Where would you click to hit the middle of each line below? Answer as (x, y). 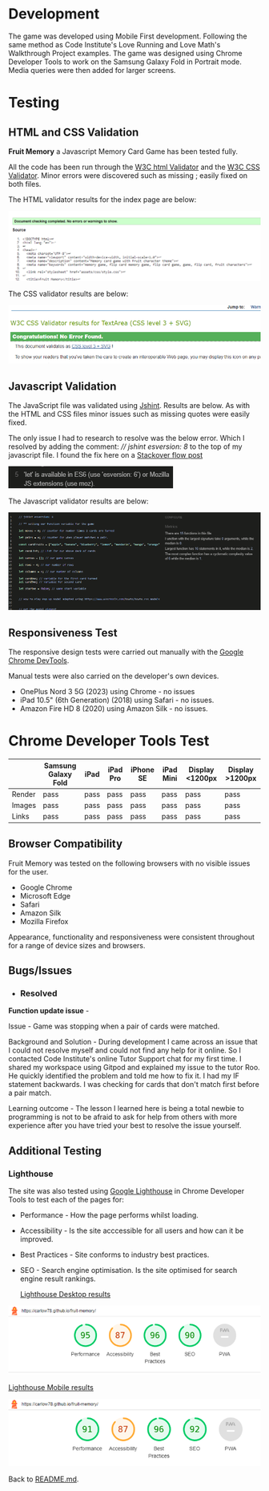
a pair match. (30, 1093)
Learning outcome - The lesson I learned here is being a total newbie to (126, 1109)
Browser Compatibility (65, 844)
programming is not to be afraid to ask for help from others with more (123, 1117)
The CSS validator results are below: (68, 294)
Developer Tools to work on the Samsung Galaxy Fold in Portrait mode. (125, 62)
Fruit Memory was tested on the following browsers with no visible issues (129, 863)
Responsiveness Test (63, 633)
